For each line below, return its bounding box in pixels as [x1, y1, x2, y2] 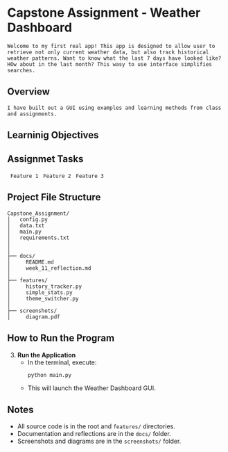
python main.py [27, 371, 71, 378]
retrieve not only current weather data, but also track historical [7, 49, 209, 56]
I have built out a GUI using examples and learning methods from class [7, 104, 222, 111]
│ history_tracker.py [7, 283, 82, 290]
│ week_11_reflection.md [7, 264, 91, 272]
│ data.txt [7, 222, 45, 229]
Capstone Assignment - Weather [7, 5, 201, 21]
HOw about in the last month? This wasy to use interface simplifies [7, 60, 213, 67]
